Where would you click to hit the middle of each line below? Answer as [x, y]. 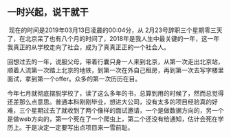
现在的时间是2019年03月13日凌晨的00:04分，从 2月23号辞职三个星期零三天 [115, 30]
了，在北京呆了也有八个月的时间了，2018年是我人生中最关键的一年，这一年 [113, 38]
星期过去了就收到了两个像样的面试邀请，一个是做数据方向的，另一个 [127, 110]
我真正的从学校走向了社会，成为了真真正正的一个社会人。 [88, 47]
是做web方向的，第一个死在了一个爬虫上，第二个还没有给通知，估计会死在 [112, 119]
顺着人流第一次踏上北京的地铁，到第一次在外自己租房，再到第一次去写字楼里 [115, 70]
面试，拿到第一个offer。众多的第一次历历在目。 [74, 79]
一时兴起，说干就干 [48, 12]
